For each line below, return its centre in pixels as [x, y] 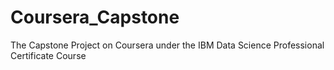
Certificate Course [48, 55]
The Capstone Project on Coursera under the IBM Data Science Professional [167, 45]
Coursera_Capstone [95, 17]
